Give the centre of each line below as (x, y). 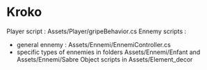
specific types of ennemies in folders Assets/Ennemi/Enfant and (108, 52)
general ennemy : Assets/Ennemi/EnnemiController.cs (93, 44)
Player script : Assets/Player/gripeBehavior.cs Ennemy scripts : (97, 31)
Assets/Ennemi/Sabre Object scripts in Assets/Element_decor (105, 59)
